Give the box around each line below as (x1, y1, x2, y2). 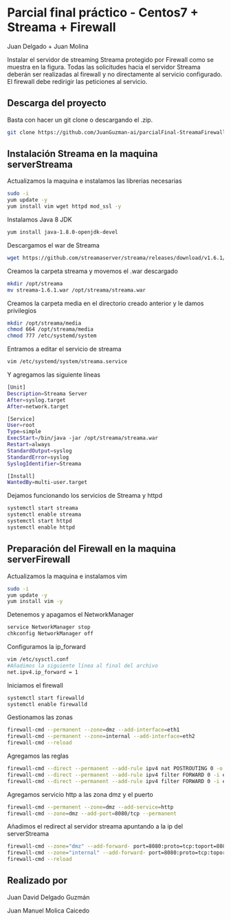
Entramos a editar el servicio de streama (7, 345, 122, 353)
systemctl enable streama (7, 511, 81, 518)
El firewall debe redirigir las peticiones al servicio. (7, 77, 148, 85)
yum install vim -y (7, 598, 63, 605)
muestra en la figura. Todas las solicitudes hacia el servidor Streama (7, 63, 201, 71)
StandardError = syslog (7, 454, 69, 461)
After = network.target (7, 403, 69, 410)
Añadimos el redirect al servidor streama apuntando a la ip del (7, 822, 184, 831)
